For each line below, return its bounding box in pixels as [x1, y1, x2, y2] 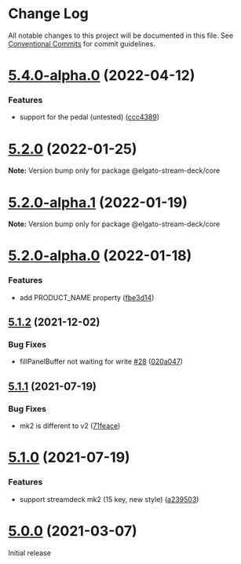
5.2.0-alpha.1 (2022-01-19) [8, 193, 188, 211]
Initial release [8, 548, 51, 558]
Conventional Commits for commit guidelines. [8, 38, 155, 48]
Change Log [8, 5, 89, 23]
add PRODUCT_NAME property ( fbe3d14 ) [19, 292, 155, 302]
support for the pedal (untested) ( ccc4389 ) [19, 112, 159, 122]
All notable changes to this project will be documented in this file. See [8, 31, 234, 40]
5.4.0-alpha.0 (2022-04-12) [8, 67, 195, 85]
